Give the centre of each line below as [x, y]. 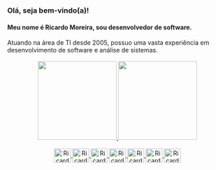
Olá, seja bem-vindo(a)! [48, 10]
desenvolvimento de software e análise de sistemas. [83, 50]
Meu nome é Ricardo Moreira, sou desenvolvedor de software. [100, 27]
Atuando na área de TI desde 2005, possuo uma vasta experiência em [108, 43]
